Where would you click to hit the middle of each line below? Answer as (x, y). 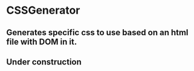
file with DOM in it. (42, 41)
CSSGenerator (43, 10)
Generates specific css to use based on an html (97, 33)
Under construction (44, 62)
